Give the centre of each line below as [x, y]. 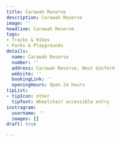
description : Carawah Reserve [44, 18]
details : [17, 51]
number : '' [25, 62]
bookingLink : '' [32, 79]
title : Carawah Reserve [36, 12]
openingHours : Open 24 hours [48, 85]
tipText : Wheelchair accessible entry [61, 102]
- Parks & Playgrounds [35, 46]
